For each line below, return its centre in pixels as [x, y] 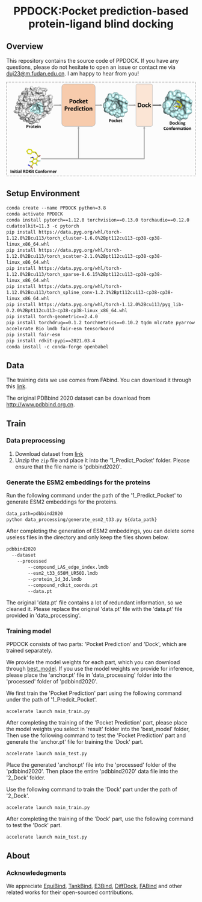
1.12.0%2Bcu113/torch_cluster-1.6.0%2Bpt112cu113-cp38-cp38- [84, 238]
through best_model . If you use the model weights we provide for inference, [100, 669]
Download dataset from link [49, 453]
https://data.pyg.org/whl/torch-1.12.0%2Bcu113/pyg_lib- [111, 305]
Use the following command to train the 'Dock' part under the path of [92, 790]
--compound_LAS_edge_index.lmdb [69, 568]
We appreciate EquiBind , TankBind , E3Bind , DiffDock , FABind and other [94, 886]
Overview [25, 46]
